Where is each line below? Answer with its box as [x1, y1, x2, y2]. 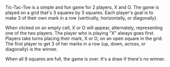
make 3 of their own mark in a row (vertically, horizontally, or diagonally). [5, 15, 158, 21]
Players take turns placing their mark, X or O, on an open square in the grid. [5, 35, 163, 41]
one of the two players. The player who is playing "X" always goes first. [5, 30, 155, 36]
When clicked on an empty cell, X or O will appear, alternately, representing [5, 25, 163, 31]
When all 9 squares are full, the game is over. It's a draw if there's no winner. [5, 56, 165, 62]
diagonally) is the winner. [5, 46, 58, 52]
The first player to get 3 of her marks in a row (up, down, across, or [5, 41, 146, 47]
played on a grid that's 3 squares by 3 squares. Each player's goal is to [5, 10, 154, 16]
